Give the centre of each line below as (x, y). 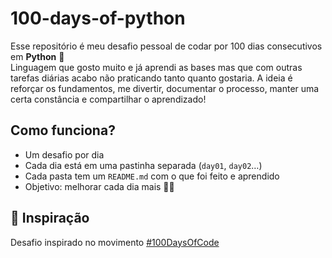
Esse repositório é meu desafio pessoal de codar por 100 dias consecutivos (166, 46)
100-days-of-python (98, 18)
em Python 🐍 (37, 56)
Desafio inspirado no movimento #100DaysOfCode (115, 242)
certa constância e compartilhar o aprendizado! (108, 99)
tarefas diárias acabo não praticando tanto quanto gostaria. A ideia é (151, 78)
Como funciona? (63, 130)
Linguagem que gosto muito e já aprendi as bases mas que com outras (156, 67)
